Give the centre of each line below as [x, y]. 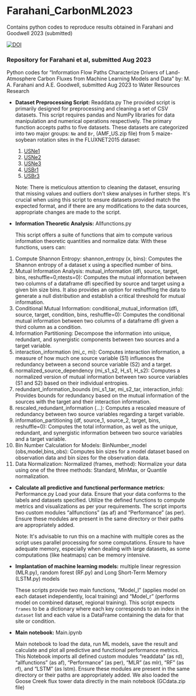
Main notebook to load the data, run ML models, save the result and [96, 644]
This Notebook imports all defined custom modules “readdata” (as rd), [99, 656]
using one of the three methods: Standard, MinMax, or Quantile [91, 470]
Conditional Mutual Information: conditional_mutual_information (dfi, [97, 308]
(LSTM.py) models [37, 579]
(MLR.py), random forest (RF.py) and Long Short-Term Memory [91, 572]
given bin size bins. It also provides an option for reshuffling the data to [100, 290]
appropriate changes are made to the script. [68, 212]
